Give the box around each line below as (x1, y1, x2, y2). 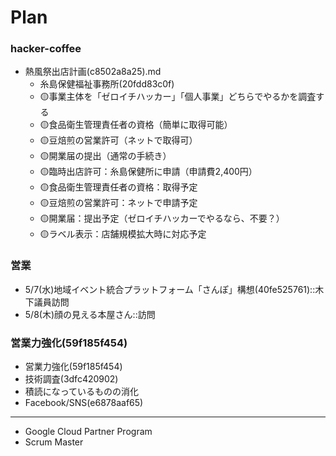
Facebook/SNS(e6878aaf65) (24, 397, 144, 409)
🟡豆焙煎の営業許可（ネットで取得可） (39, 134, 198, 146)
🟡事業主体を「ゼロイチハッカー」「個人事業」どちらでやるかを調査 (39, 91, 317, 103)
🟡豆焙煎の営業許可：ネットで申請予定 (39, 197, 198, 209)
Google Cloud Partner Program (24, 426, 153, 438)
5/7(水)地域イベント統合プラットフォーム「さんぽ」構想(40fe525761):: (24, 283, 316, 295)
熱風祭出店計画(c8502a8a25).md (24, 66, 162, 78)
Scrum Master (24, 436, 84, 448)
